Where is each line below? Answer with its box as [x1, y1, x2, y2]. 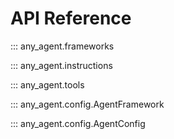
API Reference [10, 7, 132, 30]
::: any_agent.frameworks [10, 40, 115, 52]
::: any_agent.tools [10, 78, 85, 91]
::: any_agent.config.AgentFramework [10, 98, 165, 110]
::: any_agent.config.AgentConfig [10, 117, 146, 129]
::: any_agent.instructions [10, 59, 113, 71]
